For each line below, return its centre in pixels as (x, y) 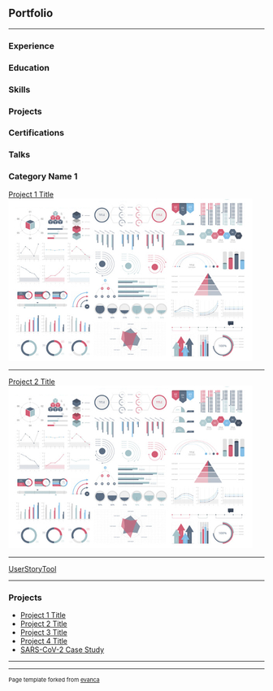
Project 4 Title (43, 641)
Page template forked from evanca (54, 680)
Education (29, 67)
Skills (19, 89)
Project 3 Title (43, 632)
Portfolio (31, 13)
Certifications (37, 133)
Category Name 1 (43, 176)
